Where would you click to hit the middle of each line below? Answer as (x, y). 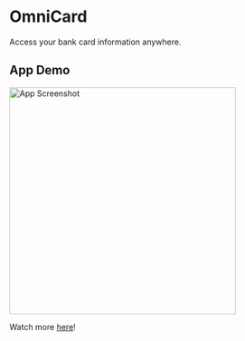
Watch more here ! (43, 326)
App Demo (40, 70)
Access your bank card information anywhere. (95, 42)
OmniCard (48, 17)
